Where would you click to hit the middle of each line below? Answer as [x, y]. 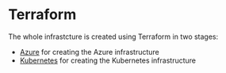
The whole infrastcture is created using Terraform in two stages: [113, 36]
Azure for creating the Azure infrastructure [90, 52]
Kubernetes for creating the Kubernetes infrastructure [108, 60]
